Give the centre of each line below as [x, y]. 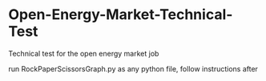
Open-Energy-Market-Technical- [121, 15]
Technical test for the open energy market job [84, 53]
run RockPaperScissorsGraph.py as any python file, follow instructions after [133, 68]
